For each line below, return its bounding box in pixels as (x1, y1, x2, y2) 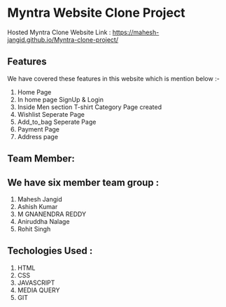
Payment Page (17, 124, 60, 134)
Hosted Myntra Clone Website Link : (7, 28, 111, 36)
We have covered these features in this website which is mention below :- (7, 74, 220, 83)
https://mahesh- (112, 28, 160, 36)
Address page (17, 132, 58, 141)
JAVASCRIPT (17, 278, 55, 287)
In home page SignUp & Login (17, 95, 104, 103)
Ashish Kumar (17, 202, 58, 210)
